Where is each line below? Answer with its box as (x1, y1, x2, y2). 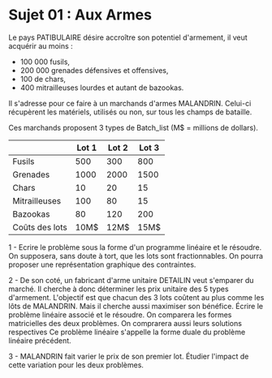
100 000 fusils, (19, 57, 71, 67)
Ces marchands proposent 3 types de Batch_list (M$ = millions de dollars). (8, 122, 258, 132)
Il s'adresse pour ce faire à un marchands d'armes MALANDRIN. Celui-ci (8, 98, 252, 108)
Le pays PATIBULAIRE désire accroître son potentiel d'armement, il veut (8, 32, 248, 42)
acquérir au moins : (8, 41, 73, 50)
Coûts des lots (12, 221, 67, 233)
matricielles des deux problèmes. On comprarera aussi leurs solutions (8, 318, 242, 328)
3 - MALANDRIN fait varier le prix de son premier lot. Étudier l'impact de (8, 351, 249, 361)
